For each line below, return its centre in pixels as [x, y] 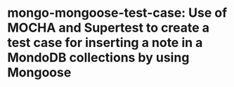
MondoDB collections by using [98, 58]
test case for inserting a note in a [105, 43]
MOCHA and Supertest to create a [108, 28]
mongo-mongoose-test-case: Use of [117, 13]
